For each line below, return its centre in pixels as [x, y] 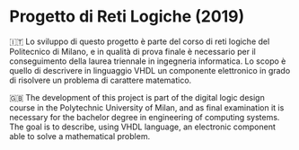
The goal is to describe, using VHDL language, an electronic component [142, 127]
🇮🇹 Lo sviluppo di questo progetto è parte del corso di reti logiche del [140, 41]
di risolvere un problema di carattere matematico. [101, 80]
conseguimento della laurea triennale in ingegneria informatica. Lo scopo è [148, 61]
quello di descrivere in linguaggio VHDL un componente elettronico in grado [150, 70]
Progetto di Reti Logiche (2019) [127, 17]
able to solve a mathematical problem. [80, 136]
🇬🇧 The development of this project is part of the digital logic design [137, 97]
